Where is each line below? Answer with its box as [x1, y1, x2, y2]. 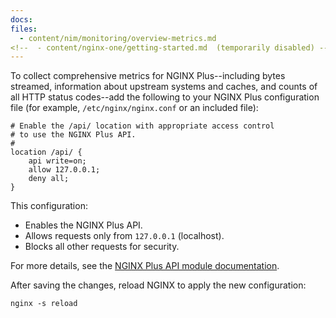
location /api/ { [10, 147, 83, 158]
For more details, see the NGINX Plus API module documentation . [10, 260, 280, 272]
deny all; [28, 174, 70, 184]
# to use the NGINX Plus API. [10, 130, 137, 140]
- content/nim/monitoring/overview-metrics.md [19, 33, 217, 43]
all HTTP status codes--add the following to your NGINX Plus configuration [10, 91, 320, 103]
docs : [10, 14, 33, 25]
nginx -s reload [10, 299, 78, 309]
